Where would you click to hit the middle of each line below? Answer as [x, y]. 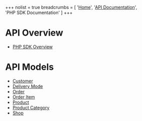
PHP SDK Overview [33, 47]
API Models [30, 67]
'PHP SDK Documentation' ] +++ [39, 13]
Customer [23, 81]
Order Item [24, 97]
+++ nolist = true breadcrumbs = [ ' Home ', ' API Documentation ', [71, 7]
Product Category [31, 107]
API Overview [34, 33]
